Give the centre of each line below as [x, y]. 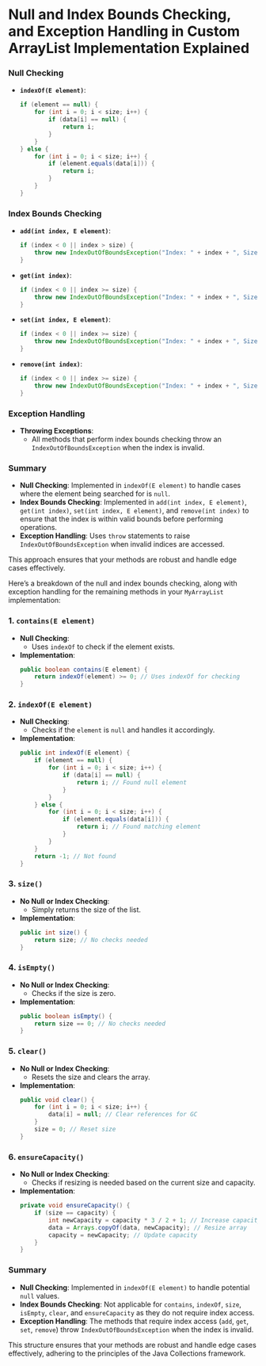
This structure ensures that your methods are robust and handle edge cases [133, 1345]
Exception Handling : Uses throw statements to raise [105, 536]
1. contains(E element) [51, 621]
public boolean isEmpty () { [66, 1016]
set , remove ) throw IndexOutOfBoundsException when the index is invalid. [137, 1330]
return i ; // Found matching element [139, 827]
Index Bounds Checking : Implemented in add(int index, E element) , [133, 502]
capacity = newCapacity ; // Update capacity [123, 1235]
